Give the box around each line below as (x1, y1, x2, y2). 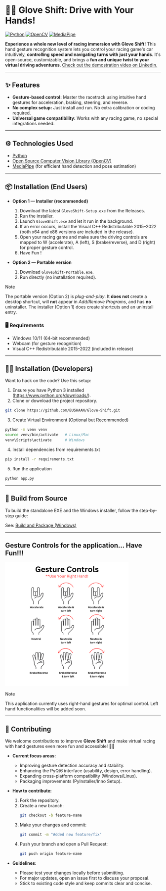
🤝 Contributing (5, 725, 51, 733)
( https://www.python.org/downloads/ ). (12, 393, 91, 398)
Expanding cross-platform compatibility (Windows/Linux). (19, 773, 137, 779)
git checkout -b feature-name (19, 813, 83, 818)
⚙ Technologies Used (5, 140, 73, 148)
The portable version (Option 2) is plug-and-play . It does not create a (5, 294, 147, 299)
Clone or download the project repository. (12, 398, 98, 404)
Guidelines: (12, 860, 37, 866)
